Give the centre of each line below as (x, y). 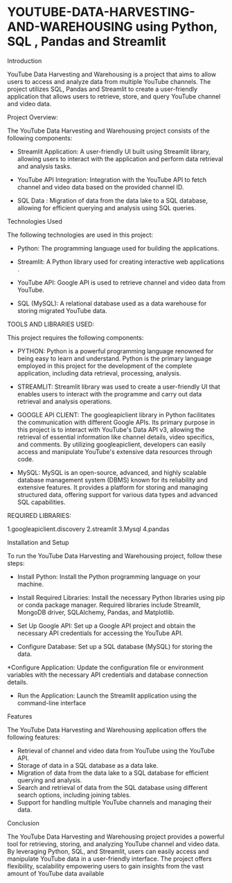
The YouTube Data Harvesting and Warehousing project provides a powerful (116, 836)
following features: (34, 737)
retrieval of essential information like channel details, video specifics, (116, 437)
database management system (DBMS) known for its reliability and (112, 480)
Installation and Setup (38, 542)
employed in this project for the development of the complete (105, 366)
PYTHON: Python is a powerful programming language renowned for (115, 351)
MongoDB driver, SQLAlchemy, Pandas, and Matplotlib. (96, 612)
